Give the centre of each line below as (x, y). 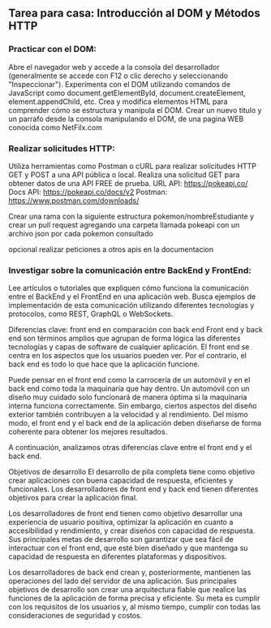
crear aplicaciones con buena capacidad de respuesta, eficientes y (121, 481)
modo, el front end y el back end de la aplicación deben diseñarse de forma (135, 423)
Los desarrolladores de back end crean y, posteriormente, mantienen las (130, 573)
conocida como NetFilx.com (56, 127)
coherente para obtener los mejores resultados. (88, 432)
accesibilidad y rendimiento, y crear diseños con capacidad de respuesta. (132, 531)
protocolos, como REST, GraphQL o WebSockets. (91, 314)
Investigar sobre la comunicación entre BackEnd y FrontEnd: (130, 270)
